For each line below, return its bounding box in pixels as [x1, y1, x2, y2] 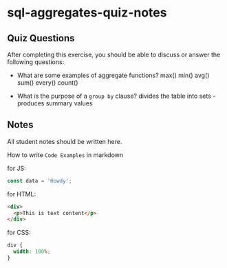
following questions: [7, 58, 65, 66]
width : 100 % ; [13, 248, 51, 256]
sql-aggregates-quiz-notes [7, 5, 167, 21]
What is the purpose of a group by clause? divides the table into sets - [17, 92, 216, 100]
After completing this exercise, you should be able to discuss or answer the [7, 50, 221, 59]
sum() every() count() [17, 79, 78, 87]
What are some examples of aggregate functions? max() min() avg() [17, 71, 210, 79]
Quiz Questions [7, 32, 75, 44]
